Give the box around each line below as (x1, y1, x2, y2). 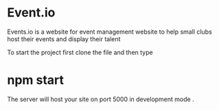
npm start (7, 72, 64, 88)
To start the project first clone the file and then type (7, 48, 153, 56)
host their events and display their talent (7, 34, 121, 43)
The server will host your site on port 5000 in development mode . (7, 95, 194, 103)
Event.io (7, 5, 56, 21)
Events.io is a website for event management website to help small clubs (7, 27, 213, 36)
